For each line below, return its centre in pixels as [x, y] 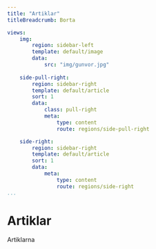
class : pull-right [70, 110]
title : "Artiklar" [33, 13]
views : [17, 33]
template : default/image [68, 52]
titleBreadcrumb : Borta [41, 20]
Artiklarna [21, 240]
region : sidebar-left [63, 46]
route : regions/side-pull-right [103, 129]
